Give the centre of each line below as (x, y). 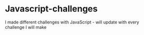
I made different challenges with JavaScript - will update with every (72, 22)
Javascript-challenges (51, 9)
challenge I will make (26, 27)
